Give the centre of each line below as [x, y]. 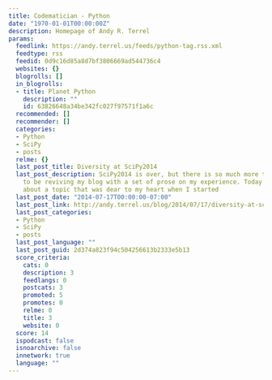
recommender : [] [43, 122]
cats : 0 [36, 265]
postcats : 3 [43, 288]
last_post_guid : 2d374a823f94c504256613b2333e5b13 [103, 250]
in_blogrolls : [39, 84]
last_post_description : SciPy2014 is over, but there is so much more [137, 175]
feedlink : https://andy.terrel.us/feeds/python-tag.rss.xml [119, 46]
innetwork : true [43, 356]
